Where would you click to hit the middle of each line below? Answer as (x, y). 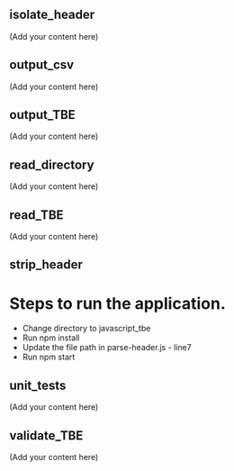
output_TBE (43, 115)
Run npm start (49, 357)
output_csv (42, 65)
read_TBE (37, 215)
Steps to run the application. (118, 303)
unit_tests (38, 385)
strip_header (46, 265)
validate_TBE (46, 435)
